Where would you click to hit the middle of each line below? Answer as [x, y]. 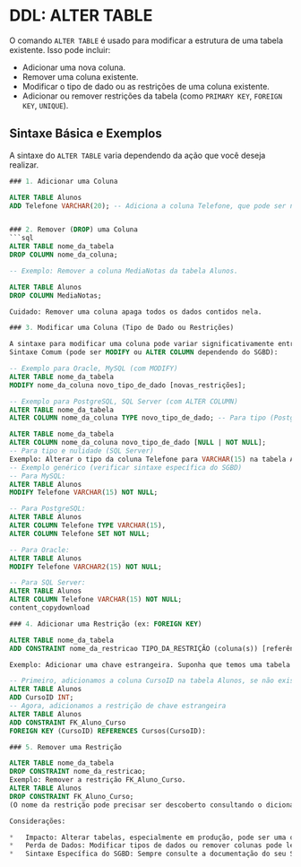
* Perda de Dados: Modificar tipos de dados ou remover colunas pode [146, 845]
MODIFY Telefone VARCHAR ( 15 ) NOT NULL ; [84, 493]
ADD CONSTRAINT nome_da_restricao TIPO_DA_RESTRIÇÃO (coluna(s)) [133, 648]
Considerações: [38, 821]
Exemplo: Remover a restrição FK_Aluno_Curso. [98, 780]
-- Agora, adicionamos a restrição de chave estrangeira [118, 706]
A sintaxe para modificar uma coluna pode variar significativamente [142, 344]
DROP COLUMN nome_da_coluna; [64, 255]
